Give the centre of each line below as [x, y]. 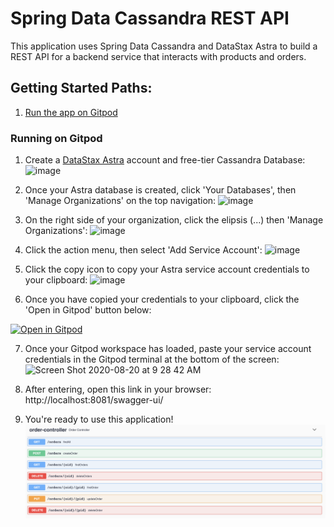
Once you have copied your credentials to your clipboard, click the [162, 299]
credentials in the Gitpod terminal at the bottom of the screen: [152, 359]
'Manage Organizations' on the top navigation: [120, 201]
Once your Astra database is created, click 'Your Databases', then [160, 190]
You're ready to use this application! [99, 419]
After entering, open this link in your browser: [118, 389]
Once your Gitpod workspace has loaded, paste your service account [168, 349]
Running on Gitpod [56, 138]
